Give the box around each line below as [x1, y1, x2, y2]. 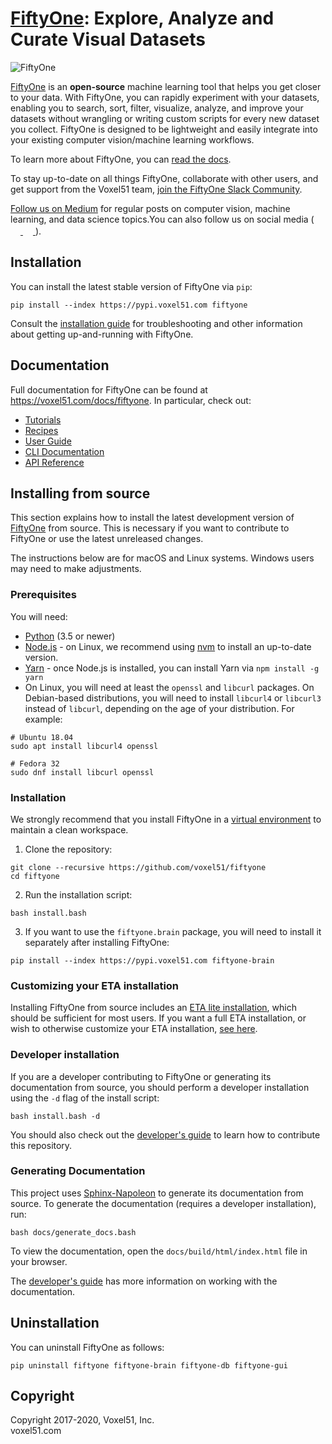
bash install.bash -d [10, 1111, 101, 1121]
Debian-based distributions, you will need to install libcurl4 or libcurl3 [24, 692, 322, 704]
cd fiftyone [10, 871, 60, 881]
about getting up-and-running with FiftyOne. [10, 328, 194, 340]
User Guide [24, 435, 72, 447]
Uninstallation [10, 1315, 100, 1332]
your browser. [10, 1255, 68, 1267]
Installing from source [10, 485, 151, 502]
